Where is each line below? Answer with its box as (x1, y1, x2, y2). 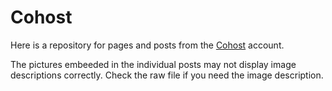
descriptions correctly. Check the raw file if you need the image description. (10, 69, 324, 81)
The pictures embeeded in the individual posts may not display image (10, 58, 297, 70)
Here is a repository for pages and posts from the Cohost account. (10, 39, 285, 51)
